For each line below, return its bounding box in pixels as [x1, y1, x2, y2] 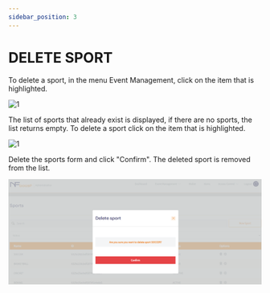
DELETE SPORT [8, 48, 113, 67]
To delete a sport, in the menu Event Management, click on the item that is [8, 75, 255, 84]
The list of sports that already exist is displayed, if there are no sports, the [8, 115, 253, 124]
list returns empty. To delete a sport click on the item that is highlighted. [8, 123, 246, 132]
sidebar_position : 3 [8, 13, 78, 21]
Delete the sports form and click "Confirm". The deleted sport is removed [8, 154, 251, 164]
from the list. [8, 163, 51, 173]
